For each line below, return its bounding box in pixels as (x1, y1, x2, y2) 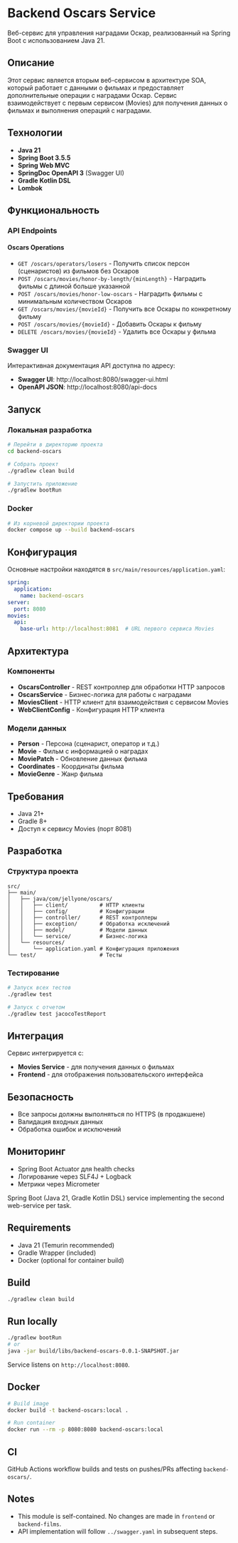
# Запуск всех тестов (7, 984, 72, 991)
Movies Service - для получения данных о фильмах (17, 1063, 175, 1071)
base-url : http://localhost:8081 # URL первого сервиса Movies (20, 626, 215, 633)
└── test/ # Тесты (7, 951, 122, 959)
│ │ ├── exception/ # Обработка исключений (7, 920, 171, 927)
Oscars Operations (7, 243, 65, 252)
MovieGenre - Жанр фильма (17, 770, 103, 778)
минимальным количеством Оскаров (17, 297, 133, 306)
